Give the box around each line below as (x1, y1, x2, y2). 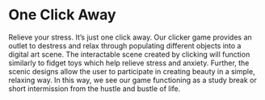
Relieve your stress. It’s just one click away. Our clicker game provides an (8, 32, 252, 42)
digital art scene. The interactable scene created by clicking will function (8, 49, 250, 59)
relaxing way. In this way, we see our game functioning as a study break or (8, 75, 257, 85)
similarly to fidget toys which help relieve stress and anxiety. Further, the (8, 58, 250, 68)
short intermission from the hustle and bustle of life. (8, 83, 181, 94)
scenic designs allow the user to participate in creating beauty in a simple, (8, 66, 256, 76)
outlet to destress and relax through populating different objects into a (8, 40, 242, 50)
